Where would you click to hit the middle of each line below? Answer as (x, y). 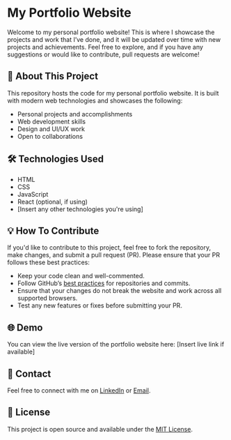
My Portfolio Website (69, 13)
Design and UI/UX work (51, 129)
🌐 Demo (25, 327)
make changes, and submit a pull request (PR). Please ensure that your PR (114, 255)
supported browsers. (47, 298)
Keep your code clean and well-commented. (81, 276)
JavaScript (33, 194)
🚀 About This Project (53, 76)
